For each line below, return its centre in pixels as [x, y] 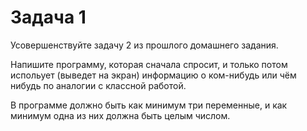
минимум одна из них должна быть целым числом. [120, 115]
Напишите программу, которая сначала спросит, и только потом [149, 64]
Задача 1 [48, 17]
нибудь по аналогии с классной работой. [98, 85]
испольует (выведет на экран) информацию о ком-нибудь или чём [153, 75]
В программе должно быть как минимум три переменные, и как [149, 105]
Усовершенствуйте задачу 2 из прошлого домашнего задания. [144, 45]
